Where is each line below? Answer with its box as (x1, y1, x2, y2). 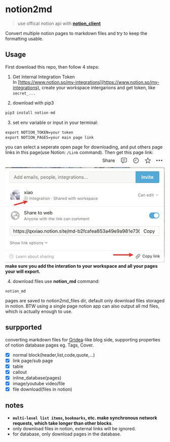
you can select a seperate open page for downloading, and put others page (5, 144, 163, 150)
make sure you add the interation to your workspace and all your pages (5, 263, 158, 269)
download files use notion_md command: (12, 278, 100, 284)
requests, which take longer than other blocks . (12, 420, 113, 426)
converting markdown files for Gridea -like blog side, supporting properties (5, 336, 160, 342)
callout (12, 369, 27, 375)
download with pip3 (12, 100, 54, 106)
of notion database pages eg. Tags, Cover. (5, 342, 94, 348)
